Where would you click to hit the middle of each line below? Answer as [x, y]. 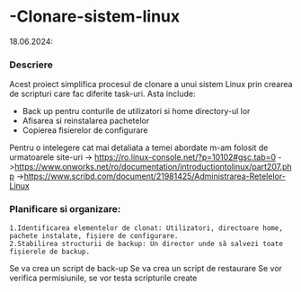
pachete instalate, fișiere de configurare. [94, 235]
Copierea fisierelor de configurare [85, 130]
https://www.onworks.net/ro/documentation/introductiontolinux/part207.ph [153, 167]
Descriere [31, 65]
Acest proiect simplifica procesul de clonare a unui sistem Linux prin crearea [151, 84]
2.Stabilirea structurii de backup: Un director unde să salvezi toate [146, 243]
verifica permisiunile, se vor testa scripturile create [103, 278]
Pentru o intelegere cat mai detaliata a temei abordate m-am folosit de [139, 148]
